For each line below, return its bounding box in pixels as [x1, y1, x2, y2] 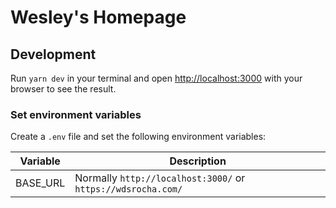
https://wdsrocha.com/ [74, 184, 183, 195]
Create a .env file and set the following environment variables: [10, 131, 267, 143]
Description [169, 154, 227, 168]
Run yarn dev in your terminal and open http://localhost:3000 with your [10, 72, 303, 84]
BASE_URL [15, 176, 66, 190]
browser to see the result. [10, 83, 117, 95]
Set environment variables [10, 107, 142, 121]
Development [10, 46, 97, 63]
